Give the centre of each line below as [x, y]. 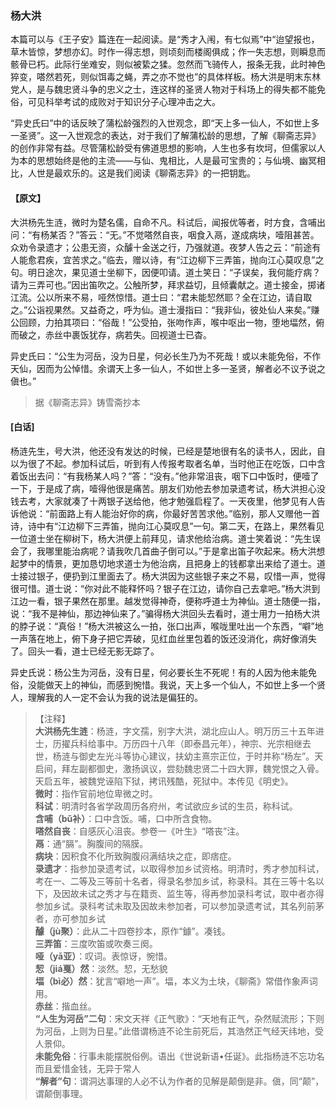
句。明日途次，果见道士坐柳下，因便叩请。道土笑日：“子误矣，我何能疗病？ [166, 272]
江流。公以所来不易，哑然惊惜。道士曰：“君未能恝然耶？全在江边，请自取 [161, 297]
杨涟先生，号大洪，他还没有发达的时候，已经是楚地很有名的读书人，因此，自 [168, 451]
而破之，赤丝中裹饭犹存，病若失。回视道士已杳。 [111, 334]
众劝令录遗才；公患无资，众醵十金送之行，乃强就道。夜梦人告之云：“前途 [161, 247]
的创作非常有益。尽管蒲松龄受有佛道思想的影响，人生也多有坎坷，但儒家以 [163, 148]
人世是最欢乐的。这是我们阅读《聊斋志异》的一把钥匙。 [141, 173]
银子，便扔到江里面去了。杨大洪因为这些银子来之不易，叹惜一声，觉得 [181, 576]
